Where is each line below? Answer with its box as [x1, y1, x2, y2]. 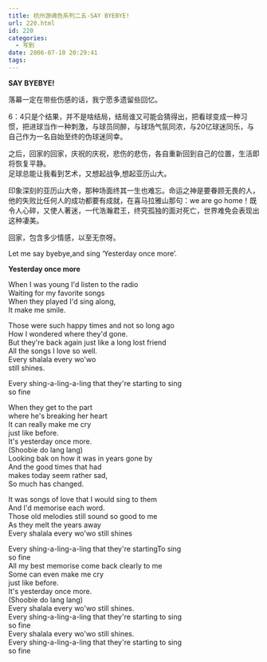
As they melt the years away [8, 520, 102, 529]
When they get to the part [8, 402, 93, 412]
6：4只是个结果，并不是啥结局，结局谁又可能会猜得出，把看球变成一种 [8, 111, 241, 121]
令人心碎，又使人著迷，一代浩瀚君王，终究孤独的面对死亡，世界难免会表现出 [8, 205, 260, 215]
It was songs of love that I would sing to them [8, 494, 158, 504]
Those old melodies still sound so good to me [8, 511, 158, 520]
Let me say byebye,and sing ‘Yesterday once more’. [8, 249, 178, 258]
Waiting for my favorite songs [8, 288, 105, 297]
